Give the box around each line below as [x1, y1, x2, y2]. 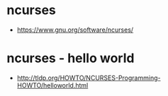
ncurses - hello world [6, 50, 135, 66]
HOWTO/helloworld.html [16, 80, 89, 90]
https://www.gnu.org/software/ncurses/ [16, 25, 134, 34]
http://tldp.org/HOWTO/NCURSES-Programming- [16, 73, 161, 82]
